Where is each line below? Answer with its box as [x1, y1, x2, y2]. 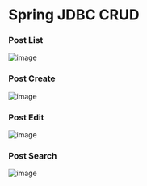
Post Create [8, 73, 56, 84]
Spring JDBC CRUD [8, 6, 140, 24]
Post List [8, 35, 44, 46]
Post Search [8, 150, 57, 161]
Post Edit [8, 112, 44, 123]
